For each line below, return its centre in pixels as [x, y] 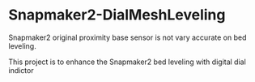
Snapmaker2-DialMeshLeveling [117, 15]
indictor [21, 70]
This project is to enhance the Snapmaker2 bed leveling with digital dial [127, 62]
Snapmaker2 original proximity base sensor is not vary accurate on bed [127, 37]
